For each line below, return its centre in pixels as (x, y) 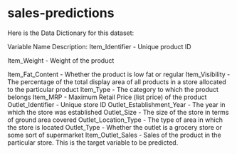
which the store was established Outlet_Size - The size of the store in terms (118, 112)
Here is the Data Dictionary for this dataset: (71, 33)
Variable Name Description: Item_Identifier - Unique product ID (99, 46)
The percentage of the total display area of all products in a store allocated (117, 82)
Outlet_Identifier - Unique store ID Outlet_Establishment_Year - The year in (116, 104)
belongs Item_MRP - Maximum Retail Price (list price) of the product (107, 97)
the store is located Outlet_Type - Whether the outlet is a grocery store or (115, 127)
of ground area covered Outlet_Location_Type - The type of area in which (115, 120)
